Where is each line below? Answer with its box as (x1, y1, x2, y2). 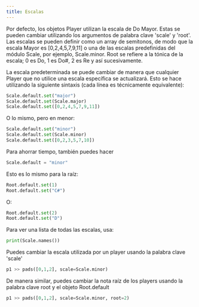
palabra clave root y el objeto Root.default (6, 284, 109, 290)
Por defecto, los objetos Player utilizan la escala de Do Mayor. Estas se (6, 25, 180, 32)
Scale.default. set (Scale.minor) (6, 132, 87, 138)
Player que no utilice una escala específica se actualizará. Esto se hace (6, 75, 182, 82)
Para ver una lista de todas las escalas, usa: (6, 226, 114, 234)
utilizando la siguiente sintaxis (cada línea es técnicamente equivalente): (6, 81, 184, 88)
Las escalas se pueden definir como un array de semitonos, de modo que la (6, 38, 193, 45)
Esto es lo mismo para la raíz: (6, 170, 79, 177)
